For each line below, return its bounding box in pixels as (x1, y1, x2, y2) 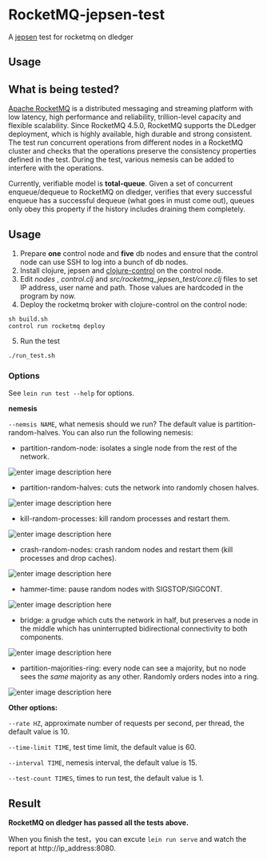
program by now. (19, 290, 76, 301)
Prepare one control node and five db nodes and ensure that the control (19, 248, 258, 258)
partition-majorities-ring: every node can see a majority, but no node (19, 663, 246, 673)
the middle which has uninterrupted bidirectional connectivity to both (19, 624, 248, 634)
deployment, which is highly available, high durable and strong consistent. (8, 130, 253, 139)
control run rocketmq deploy (8, 322, 106, 330)
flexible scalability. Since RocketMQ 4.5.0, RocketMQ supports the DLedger (8, 121, 257, 130)
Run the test (19, 336, 60, 346)
